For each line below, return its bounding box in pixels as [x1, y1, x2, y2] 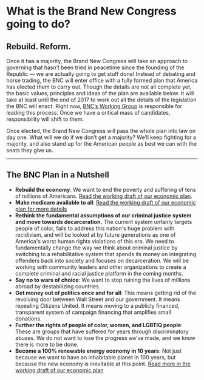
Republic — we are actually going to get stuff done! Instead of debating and [6, 70, 195, 77]
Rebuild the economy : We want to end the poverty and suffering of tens [15, 186, 196, 193]
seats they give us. [6, 147, 53, 154]
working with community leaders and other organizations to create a [15, 263, 186, 271]
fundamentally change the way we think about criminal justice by [15, 244, 178, 251]
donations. [15, 314, 42, 322]
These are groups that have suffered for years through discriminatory [15, 328, 189, 335]
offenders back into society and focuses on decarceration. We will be [15, 257, 189, 264]
